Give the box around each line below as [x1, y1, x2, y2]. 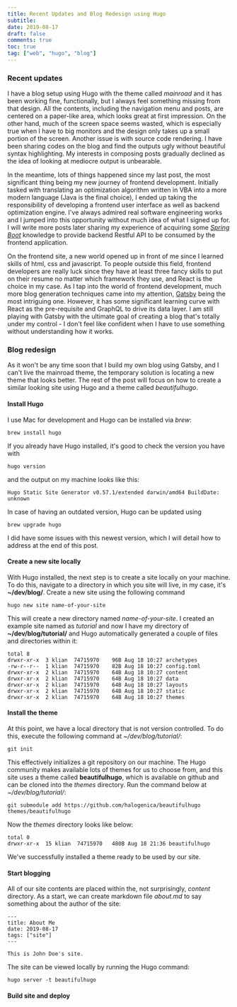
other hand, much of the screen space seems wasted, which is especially [7, 120, 221, 128]
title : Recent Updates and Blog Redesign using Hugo [7, 10, 166, 18]
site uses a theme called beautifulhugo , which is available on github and [7, 773, 219, 782]
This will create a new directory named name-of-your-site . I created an [7, 614, 214, 623]
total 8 [7, 650, 30, 657]
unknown [7, 495, 30, 502]
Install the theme [7, 708, 58, 717]
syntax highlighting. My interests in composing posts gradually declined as [7, 149, 225, 158]
